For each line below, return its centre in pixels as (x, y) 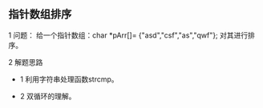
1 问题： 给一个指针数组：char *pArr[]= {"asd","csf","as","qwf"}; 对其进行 (128, 35)
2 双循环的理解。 (48, 96)
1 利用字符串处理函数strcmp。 (69, 79)
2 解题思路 (26, 62)
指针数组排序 (40, 14)
